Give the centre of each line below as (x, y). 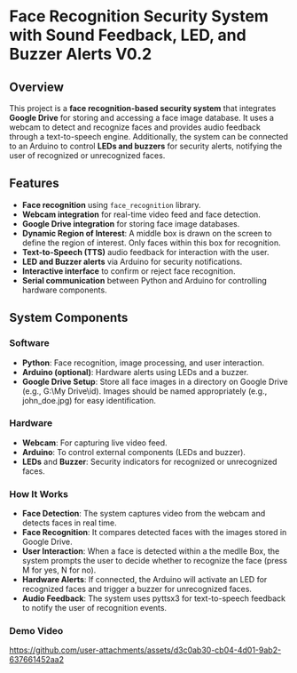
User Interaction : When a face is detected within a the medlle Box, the (151, 551)
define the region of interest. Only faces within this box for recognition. (151, 243)
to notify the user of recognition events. (94, 608)
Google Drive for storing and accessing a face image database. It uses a (142, 118)
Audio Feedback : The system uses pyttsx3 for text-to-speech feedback (154, 598)
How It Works (39, 493)
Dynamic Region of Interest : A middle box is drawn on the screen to (147, 233)
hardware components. (65, 290)
